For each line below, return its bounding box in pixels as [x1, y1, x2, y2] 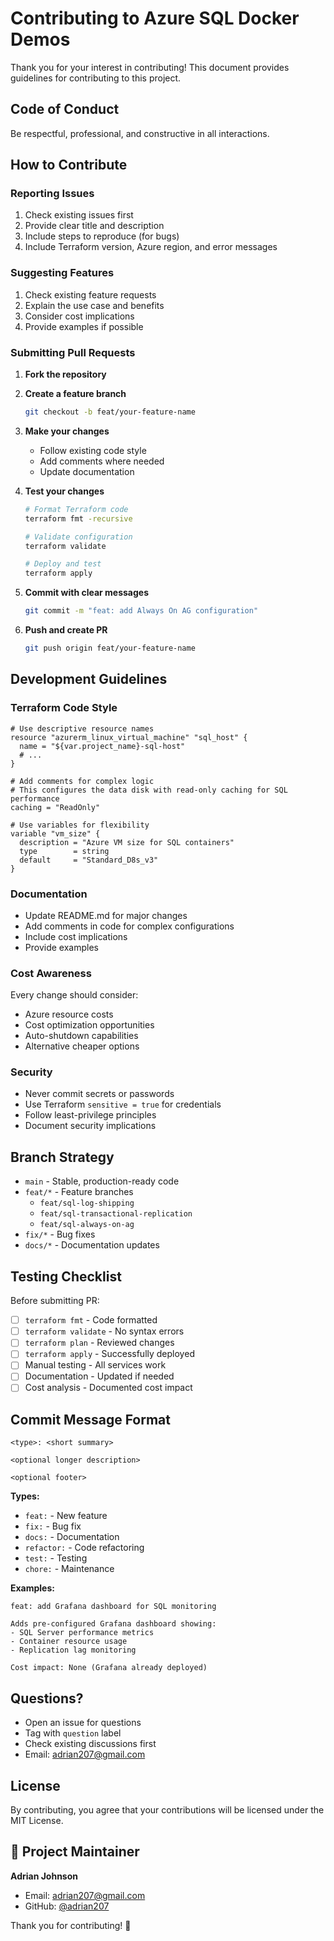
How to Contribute [10, 157, 128, 174]
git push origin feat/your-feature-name [24, 643, 196, 654]
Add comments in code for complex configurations [24, 920, 235, 932]
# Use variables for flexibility [10, 820, 150, 830]
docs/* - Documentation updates [24, 1239, 160, 1251]
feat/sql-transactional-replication [39, 1209, 193, 1219]
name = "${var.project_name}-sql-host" [19, 741, 186, 751]
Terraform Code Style [10, 701, 118, 715]
